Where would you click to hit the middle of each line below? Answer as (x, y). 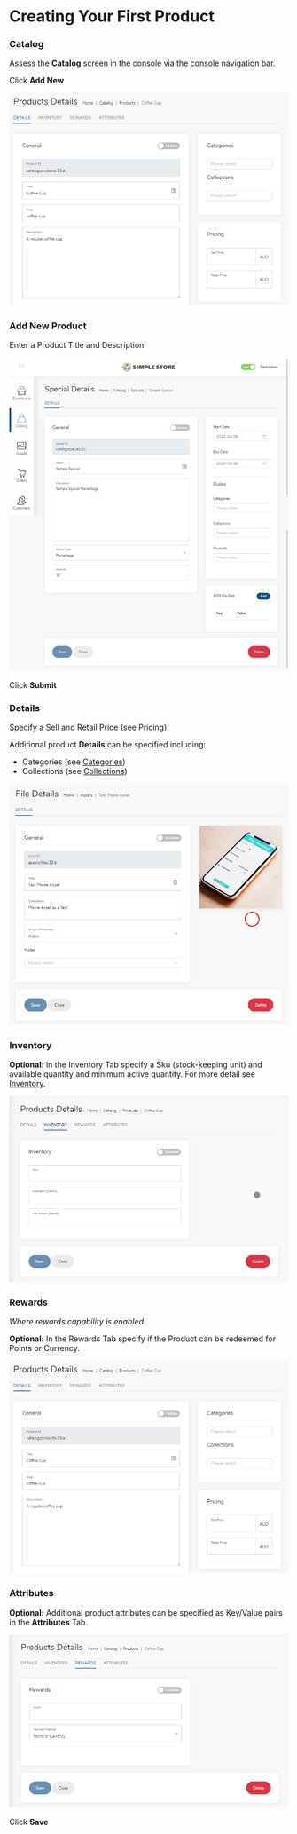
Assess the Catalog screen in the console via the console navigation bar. (142, 63)
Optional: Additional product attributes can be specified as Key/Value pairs (146, 1612)
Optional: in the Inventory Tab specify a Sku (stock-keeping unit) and (136, 1065)
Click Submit (33, 684)
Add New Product (48, 326)
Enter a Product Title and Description (77, 345)
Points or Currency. (44, 1348)
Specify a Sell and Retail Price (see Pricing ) (88, 727)
